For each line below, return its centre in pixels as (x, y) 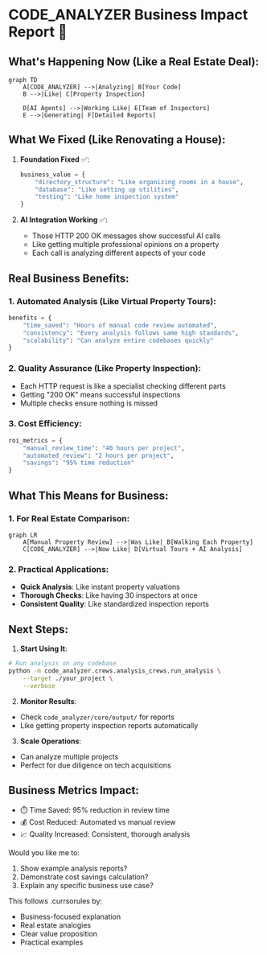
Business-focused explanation (70, 917)
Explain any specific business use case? (87, 886)
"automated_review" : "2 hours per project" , (99, 455)
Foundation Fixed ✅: (55, 159)
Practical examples (51, 942)
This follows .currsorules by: (55, 901)
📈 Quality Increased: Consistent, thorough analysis (105, 834)
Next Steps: (38, 629)
